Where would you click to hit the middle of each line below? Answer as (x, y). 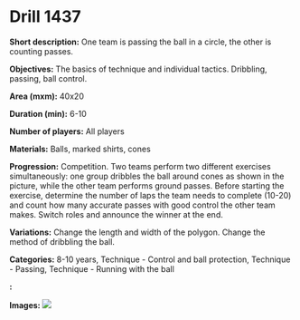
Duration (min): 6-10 (48, 113)
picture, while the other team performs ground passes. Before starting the (147, 185)
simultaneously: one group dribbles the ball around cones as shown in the (147, 176)
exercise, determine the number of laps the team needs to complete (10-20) (150, 195)
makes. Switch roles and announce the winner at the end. (116, 214)
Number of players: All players (67, 131)
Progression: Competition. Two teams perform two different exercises (140, 166)
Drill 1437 (45, 17)
